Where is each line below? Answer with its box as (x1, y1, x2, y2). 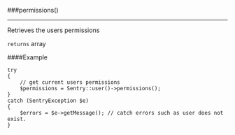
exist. (7, 115, 27, 122)
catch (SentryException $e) (7, 97, 90, 104)
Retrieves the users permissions (7, 26, 100, 34)
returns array (7, 40, 47, 48)
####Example (7, 53, 48, 62)
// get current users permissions (20, 79, 120, 86)
